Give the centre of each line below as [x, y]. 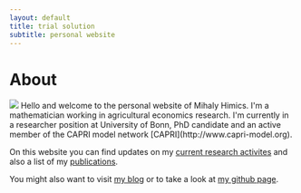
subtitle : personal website [63, 34]
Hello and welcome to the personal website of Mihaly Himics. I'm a [145, 106]
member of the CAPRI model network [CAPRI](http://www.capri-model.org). [151, 135]
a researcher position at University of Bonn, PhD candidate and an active [145, 125]
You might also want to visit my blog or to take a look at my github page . [144, 179]
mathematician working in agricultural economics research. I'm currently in [149, 115]
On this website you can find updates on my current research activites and [149, 152]
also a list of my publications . [64, 162]
